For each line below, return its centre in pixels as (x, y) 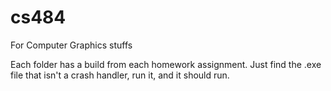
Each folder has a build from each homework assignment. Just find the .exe (166, 64)
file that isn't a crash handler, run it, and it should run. (120, 75)
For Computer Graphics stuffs (71, 45)
